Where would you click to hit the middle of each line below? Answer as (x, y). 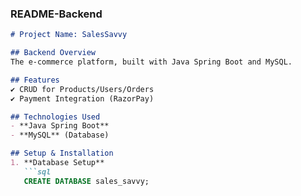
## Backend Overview (53, 53)
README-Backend (56, 14)
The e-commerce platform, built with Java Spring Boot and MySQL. (151, 62)
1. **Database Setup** (57, 163)
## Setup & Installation (62, 153)
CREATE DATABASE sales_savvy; (86, 181)
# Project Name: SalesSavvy (69, 35)
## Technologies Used (55, 117)
